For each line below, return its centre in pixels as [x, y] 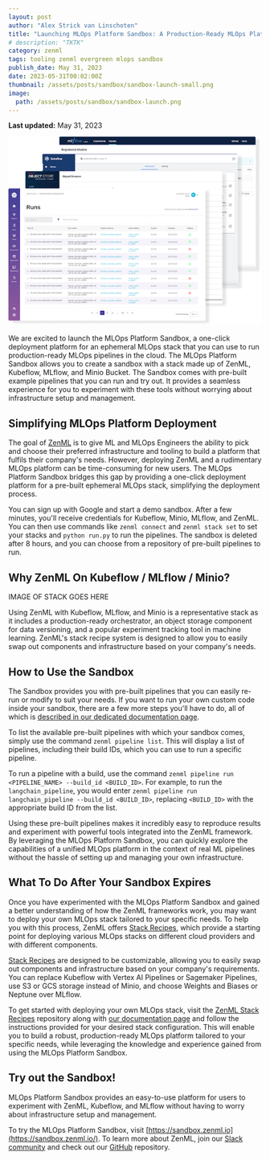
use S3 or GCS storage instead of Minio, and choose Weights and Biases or [133, 986]
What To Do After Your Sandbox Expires [110, 882]
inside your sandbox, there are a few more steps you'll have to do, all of [127, 708]
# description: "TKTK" [46, 43]
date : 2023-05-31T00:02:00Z [55, 76]
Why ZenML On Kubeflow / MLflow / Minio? [119, 577]
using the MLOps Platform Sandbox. [68, 1052]
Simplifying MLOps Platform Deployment [112, 423]
